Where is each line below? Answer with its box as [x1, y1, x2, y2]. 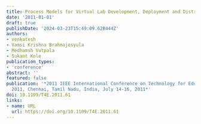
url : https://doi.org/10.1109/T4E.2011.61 [11, 108, 119, 114]
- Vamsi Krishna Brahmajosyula [6, 42, 84, 48]
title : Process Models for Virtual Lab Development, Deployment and [6, 8, 181, 15]
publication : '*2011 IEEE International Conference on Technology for [6, 81, 186, 87]
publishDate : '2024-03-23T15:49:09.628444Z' [6, 25, 119, 32]
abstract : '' [6, 70, 39, 76]
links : [6, 97, 23, 103]
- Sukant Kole [6, 53, 42, 59]
